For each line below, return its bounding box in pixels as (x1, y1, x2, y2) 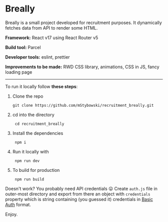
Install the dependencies (12, 130, 63, 136)
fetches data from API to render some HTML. (5, 25, 98, 31)
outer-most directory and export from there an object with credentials (5, 191, 150, 197)
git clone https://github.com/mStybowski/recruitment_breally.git (12, 103, 154, 108)
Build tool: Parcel (5, 44, 41, 50)
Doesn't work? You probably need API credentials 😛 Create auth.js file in (5, 185, 157, 191)
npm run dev (14, 158, 40, 163)
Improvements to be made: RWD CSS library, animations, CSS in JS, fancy (5, 64, 159, 70)
